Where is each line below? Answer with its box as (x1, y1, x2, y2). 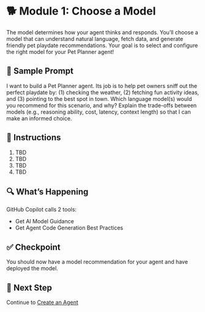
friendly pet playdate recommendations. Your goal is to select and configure (6, 42, 198, 49)
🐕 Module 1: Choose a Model (6, 4, 156, 18)
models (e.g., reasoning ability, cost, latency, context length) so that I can (6, 108, 192, 116)
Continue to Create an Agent (6, 299, 78, 306)
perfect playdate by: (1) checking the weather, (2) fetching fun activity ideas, (6, 89, 199, 96)
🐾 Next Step (6, 282, 52, 293)
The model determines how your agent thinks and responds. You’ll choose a (6, 28, 199, 36)
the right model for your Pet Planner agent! (6, 48, 114, 55)
